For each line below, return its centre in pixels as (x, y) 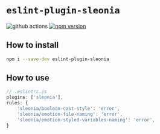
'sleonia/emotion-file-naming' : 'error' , (70, 114)
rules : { (17, 103)
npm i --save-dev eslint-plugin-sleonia (58, 59)
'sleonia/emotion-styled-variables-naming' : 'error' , (86, 120)
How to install (33, 45)
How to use (28, 78)
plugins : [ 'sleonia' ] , (35, 97)
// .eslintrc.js (27, 92)
